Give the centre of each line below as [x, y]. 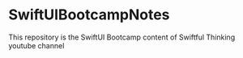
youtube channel [36, 45]
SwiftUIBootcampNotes [89, 15]
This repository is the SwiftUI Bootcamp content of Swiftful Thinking [122, 37]
